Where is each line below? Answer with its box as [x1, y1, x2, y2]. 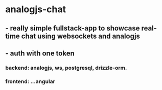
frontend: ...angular [5, 78, 55, 85]
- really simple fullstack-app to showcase [5, 24, 140, 33]
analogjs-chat [5, 4, 66, 15]
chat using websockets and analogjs [21, 32, 141, 40]
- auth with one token [5, 49, 75, 57]
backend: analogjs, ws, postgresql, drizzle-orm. [5, 64, 127, 71]
